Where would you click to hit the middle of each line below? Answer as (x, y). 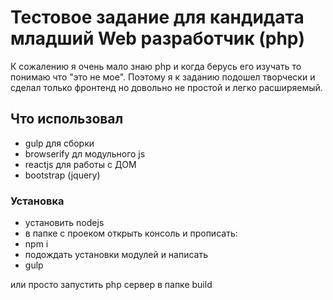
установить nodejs (64, 223)
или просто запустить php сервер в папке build (111, 285)
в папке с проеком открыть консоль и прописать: (131, 233)
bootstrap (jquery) (62, 175)
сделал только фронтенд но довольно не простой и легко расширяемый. (166, 87)
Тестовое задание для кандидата (157, 17)
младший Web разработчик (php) (158, 38)
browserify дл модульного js (85, 153)
